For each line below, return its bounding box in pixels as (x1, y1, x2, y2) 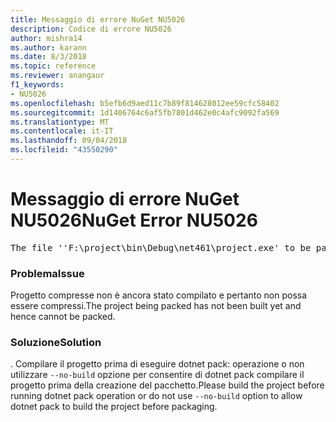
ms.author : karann (10, 42, 87, 53)
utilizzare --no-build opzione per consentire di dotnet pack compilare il (10, 369, 305, 381)
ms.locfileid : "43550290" (10, 145, 118, 155)
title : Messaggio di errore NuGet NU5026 (10, 14, 186, 25)
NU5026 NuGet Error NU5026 (10, 209, 258, 232)
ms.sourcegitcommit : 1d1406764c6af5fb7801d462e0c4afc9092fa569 (10, 107, 280, 118)
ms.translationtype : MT (10, 117, 110, 127)
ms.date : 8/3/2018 (10, 52, 87, 62)
